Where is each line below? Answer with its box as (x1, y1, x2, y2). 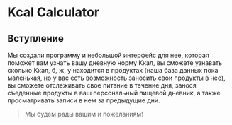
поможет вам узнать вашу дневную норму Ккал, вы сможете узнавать (7, 59, 223, 67)
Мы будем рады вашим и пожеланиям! (24, 110, 143, 118)
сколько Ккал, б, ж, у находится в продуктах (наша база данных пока (7, 66, 219, 74)
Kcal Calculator (7, 4, 100, 20)
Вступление (7, 32, 64, 44)
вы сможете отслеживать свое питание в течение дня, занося (7, 81, 197, 89)
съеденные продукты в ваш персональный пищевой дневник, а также (7, 89, 221, 97)
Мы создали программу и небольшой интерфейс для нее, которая (7, 51, 209, 59)
